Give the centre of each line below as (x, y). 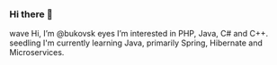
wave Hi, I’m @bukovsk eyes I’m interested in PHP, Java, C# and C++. (138, 34)
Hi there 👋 (31, 14)
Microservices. (37, 53)
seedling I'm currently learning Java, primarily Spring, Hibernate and (136, 43)
